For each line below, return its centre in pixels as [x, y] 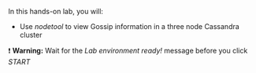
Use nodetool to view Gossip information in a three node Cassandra [130, 26]
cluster [31, 35]
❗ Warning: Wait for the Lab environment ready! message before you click [128, 51]
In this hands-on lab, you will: [56, 11]
